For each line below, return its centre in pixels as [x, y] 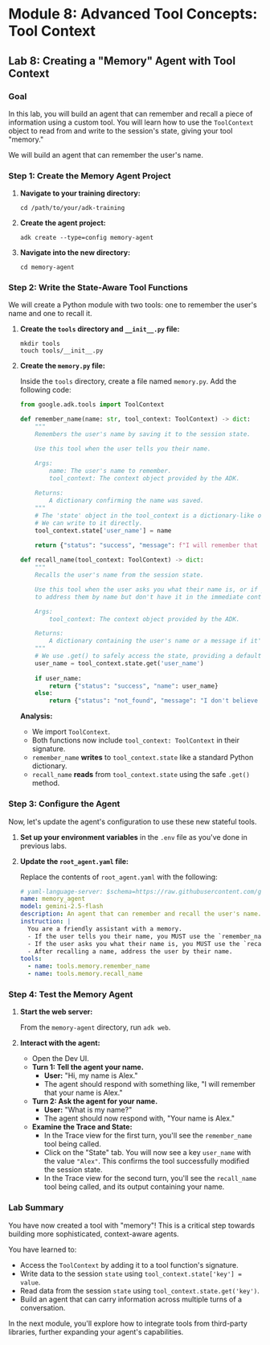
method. [46, 783]
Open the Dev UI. [61, 1059]
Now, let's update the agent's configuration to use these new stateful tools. [133, 821]
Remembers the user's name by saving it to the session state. [143, 434]
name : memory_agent [53, 899]
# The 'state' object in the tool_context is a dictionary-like [145, 516]
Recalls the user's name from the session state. [119, 575]
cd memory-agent [47, 267]
